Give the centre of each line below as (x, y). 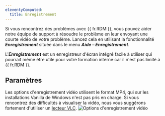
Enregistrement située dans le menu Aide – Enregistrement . (67, 44)
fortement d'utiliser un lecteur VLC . (41, 108)
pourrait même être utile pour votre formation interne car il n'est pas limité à (83, 59)
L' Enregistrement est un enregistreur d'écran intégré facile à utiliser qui (79, 54)
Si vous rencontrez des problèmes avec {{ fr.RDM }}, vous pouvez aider (78, 28)
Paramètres (24, 80)
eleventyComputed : (24, 10)
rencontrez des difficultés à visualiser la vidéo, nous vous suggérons (76, 103)
